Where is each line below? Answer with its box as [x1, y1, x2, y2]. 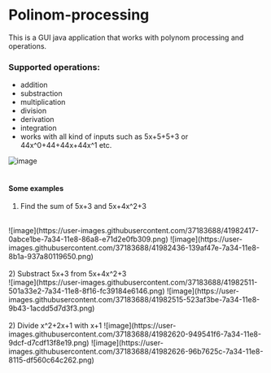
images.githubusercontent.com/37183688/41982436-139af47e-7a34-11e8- [8, 243, 260, 253]
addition [20, 80, 48, 90]
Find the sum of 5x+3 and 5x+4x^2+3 [20, 202, 147, 211]
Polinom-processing [8, 6, 150, 24]
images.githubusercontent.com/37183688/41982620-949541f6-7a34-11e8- [8, 329, 262, 339]
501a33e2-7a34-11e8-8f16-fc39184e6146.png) [8, 286, 165, 296]
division [20, 106, 47, 115]
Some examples [8, 183, 64, 193]
